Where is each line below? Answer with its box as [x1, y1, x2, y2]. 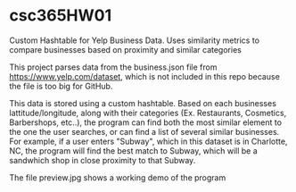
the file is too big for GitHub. [9, 80, 113, 91]
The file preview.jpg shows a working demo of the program [9, 171, 226, 183]
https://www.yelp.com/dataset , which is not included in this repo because [9, 71, 281, 81]
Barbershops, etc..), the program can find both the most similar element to [9, 117, 283, 128]
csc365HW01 [9, 5, 112, 26]
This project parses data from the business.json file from [9, 62, 218, 72]
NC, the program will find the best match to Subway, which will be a [9, 145, 259, 156]
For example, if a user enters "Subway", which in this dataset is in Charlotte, [9, 136, 288, 146]
